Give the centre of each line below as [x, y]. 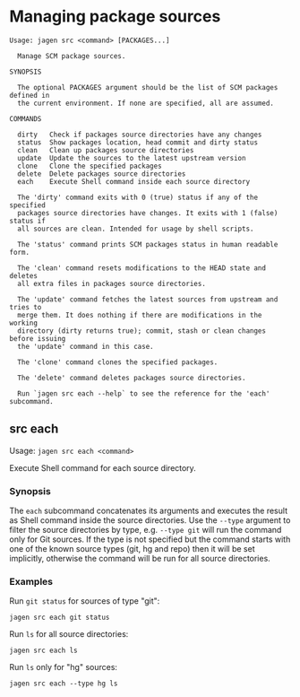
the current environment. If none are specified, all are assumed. [146, 103]
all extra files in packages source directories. [111, 283]
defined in [30, 95]
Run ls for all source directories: [69, 634]
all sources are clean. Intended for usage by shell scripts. [136, 229]
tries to [26, 307]
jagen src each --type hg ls [64, 684]
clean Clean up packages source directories [106, 150]
